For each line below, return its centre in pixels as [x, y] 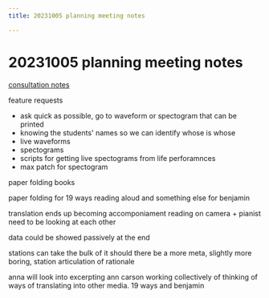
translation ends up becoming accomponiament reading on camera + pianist [134, 213]
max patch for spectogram [64, 167]
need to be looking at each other [62, 222]
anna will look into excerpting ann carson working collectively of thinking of [133, 276]
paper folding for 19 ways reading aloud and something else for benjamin [129, 198]
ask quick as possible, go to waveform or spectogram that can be [128, 115]
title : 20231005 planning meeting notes [77, 16]
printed [32, 124]
